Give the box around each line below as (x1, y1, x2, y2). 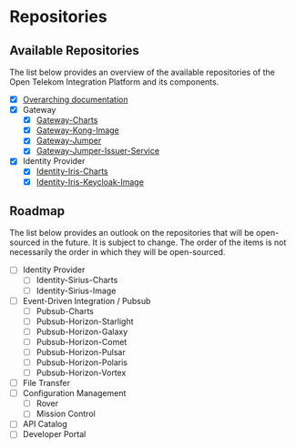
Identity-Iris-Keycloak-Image (36, 176, 144, 188)
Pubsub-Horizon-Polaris (36, 357, 128, 368)
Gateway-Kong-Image (36, 125, 120, 136)
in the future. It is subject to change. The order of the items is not (42, 237, 287, 248)
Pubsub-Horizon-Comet (36, 336, 128, 347)
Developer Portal (22, 429, 87, 440)
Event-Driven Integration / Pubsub (22, 295, 151, 306)
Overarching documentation (22, 94, 128, 105)
